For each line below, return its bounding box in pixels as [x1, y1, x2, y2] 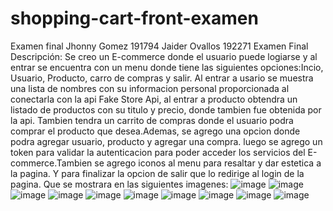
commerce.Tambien [10, 157, 93, 169]
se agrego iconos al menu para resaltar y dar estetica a [94, 157, 322, 169]
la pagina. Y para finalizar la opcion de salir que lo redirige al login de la [10, 167, 305, 179]
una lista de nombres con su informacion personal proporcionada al [10, 82, 290, 94]
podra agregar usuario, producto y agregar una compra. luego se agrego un [10, 135, 323, 147]
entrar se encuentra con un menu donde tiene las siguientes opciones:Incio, [10, 61, 324, 73]
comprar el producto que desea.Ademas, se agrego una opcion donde [10, 125, 301, 137]
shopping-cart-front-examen [10, 7, 259, 30]
